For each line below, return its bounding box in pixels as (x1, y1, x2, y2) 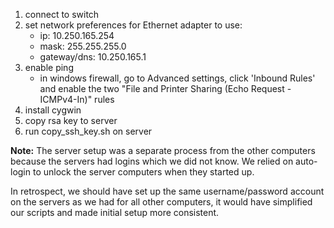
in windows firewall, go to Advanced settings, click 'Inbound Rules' (39, 72, 316, 84)
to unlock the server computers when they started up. (32, 166, 255, 178)
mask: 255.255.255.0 (39, 40, 127, 52)
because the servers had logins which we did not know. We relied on (10, 155, 294, 167)
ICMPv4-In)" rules (39, 94, 115, 105)
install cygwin (24, 104, 82, 116)
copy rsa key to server (24, 115, 118, 126)
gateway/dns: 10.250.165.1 (39, 51, 147, 63)
